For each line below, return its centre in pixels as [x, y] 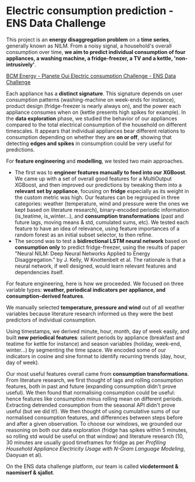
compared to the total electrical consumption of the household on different [96, 124]
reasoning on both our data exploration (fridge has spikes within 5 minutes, [97, 430]
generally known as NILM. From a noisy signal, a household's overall [89, 46]
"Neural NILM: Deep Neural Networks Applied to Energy [82, 253]
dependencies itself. [39, 272]
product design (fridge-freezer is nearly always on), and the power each [94, 106]
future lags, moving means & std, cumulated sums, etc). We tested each [102, 222]
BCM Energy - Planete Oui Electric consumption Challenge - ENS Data [91, 76]
